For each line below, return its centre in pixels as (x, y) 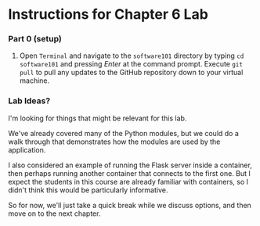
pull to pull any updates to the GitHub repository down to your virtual (131, 73)
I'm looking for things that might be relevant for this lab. (97, 118)
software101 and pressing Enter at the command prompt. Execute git (131, 64)
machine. (34, 81)
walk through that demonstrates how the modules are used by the (114, 142)
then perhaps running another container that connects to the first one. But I (129, 173)
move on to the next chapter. (54, 213)
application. (27, 149)
